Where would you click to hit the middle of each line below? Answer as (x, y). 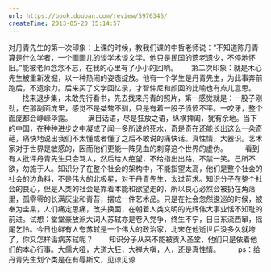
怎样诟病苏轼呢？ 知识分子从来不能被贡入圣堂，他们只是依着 (143, 239)
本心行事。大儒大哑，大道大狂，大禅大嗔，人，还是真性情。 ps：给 (141, 249)
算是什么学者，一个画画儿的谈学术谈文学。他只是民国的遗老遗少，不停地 (128, 57)
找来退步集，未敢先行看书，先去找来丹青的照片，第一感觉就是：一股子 (139, 98)
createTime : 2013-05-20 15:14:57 (65, 23)
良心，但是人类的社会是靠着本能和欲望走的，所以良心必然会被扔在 (132, 188)
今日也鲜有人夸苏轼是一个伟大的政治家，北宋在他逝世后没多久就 (142, 229)
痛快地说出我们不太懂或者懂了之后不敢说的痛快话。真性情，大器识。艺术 (142, 138)
